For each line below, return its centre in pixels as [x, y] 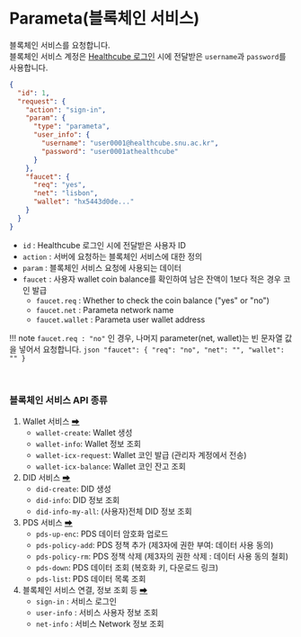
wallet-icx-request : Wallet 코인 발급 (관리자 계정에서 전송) [141, 454]
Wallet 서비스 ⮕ [51, 421]
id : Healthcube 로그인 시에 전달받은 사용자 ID [104, 245]
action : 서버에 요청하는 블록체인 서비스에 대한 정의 [112, 256]
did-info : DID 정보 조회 [78, 499]
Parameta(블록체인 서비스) [105, 18]
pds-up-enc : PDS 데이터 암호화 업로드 [102, 534]
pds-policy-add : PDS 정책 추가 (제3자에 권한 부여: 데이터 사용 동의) [155, 544]
